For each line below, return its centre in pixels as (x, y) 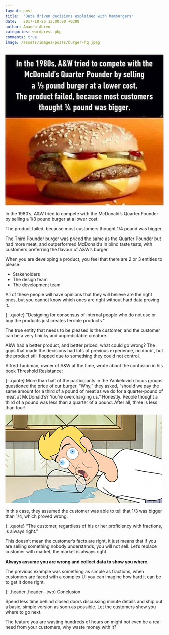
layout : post (19, 11)
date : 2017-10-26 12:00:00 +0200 (43, 21)
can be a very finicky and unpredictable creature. (56, 335)
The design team (30, 279)
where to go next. (23, 612)
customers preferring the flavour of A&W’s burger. (57, 249)
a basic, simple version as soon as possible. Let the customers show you (81, 607)
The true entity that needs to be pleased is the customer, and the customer (83, 330)
